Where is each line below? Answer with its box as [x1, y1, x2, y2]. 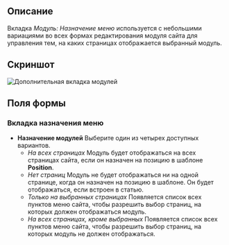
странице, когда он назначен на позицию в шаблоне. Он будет [27, 178, 214, 187]
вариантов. [17, 142, 51, 150]
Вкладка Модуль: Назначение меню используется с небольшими [7, 24, 203, 32]
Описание [7, 6, 53, 17]
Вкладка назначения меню [7, 118, 104, 128]
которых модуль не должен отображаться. [27, 230, 155, 238]
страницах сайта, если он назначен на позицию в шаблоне [27, 156, 203, 164]
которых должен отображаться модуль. [27, 208, 147, 216]
